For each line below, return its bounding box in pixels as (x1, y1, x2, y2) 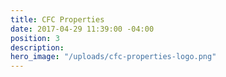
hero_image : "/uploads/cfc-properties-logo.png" (10, 52, 217, 62)
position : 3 (10, 33, 60, 43)
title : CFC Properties (10, 14, 105, 25)
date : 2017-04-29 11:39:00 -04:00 (10, 24, 155, 34)
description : (10, 42, 65, 53)
